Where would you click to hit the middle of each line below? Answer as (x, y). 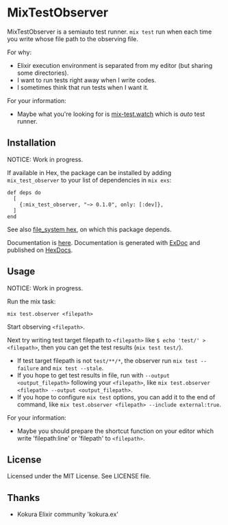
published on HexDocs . (40, 250)
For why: (20, 52)
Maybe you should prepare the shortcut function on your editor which (115, 431)
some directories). (43, 73)
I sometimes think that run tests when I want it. (83, 87)
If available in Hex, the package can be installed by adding (89, 172)
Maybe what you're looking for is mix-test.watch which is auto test (111, 114)
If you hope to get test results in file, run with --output (93, 375)
